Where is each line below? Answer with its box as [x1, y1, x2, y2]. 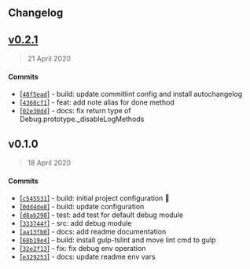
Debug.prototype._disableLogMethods [19, 114, 145, 124]
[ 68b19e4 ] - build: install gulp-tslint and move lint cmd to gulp [19, 235, 216, 245]
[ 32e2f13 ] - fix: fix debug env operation [19, 244, 146, 253]
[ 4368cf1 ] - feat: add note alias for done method [19, 98, 175, 107]
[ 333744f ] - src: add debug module [19, 219, 132, 228]
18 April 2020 [27, 158, 72, 168]
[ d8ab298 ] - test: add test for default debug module [19, 210, 183, 219]
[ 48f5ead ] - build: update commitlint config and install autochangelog [19, 90, 243, 99]
